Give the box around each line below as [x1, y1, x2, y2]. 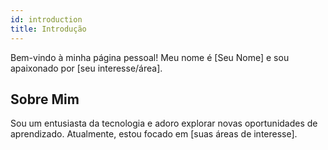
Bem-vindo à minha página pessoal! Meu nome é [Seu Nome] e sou [10, 51, 290, 63]
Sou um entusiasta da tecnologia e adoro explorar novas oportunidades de [10, 117, 318, 130]
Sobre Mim [10, 91, 80, 108]
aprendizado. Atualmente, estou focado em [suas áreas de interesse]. [10, 128, 298, 140]
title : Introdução [10, 24, 87, 34]
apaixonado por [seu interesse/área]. [10, 62, 163, 74]
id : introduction [10, 14, 83, 25]
